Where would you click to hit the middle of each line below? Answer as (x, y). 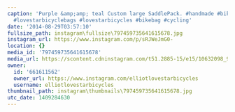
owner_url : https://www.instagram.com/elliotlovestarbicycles (106, 78)
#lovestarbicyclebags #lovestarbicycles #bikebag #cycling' (103, 20)
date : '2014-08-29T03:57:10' (50, 26)
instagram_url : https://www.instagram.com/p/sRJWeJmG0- (90, 40)
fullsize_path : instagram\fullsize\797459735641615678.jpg (95, 33)
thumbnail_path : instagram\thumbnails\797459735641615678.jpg (100, 91)
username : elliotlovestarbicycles (64, 85)
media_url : (23, 59)
